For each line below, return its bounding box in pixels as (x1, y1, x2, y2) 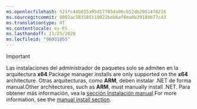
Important (6, 53, 30, 60)
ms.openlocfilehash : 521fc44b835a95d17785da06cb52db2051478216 (6, 8, 167, 15)
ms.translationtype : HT (6, 20, 65, 26)
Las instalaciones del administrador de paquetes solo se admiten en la (6, 64, 179, 71)
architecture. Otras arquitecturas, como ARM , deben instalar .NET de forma (6, 77, 192, 84)
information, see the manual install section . (6, 96, 112, 103)
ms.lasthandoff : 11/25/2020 (6, 31, 76, 37)
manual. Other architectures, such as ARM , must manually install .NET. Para (6, 83, 190, 90)
